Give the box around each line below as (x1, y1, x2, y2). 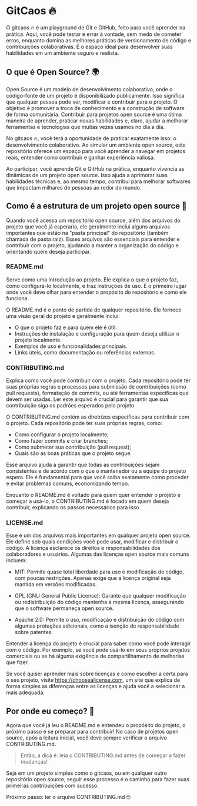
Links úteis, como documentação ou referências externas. (14, 349, 156, 356)
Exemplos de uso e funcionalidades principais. (14, 343, 128, 350)
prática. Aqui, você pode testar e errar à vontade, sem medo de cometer (6, 31, 182, 38)
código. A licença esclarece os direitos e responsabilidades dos (6, 545, 161, 552)
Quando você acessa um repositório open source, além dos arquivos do (6, 217, 181, 224)
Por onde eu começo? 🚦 (6, 706, 95, 716)
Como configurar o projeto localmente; (14, 431, 109, 438)
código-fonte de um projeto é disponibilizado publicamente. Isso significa (6, 92, 185, 99)
